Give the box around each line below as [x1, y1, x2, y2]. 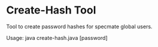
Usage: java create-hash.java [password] [6, 34, 108, 41]
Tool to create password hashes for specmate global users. [6, 23, 153, 30]
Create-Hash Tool [6, 4, 96, 17]
